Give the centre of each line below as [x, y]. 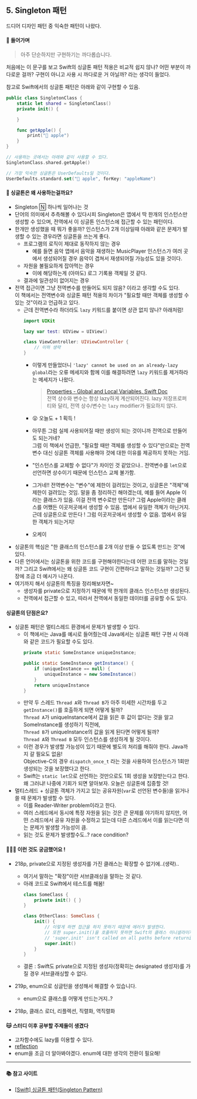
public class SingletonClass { [44, 98]
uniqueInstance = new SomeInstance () [90, 674]
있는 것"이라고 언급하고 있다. [47, 302]
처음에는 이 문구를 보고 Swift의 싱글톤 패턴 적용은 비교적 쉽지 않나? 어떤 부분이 [95, 67]
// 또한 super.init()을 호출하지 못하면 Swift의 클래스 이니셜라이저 [119, 932]
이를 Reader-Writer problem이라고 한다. [70, 805]
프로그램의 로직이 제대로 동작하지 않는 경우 [72, 243]
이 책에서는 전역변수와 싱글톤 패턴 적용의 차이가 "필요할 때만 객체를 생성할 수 [102, 295]
